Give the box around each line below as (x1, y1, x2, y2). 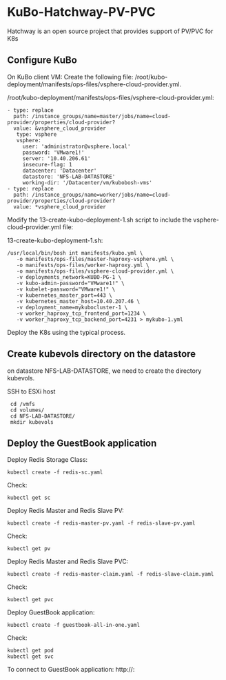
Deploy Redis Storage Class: (7, 456, 88, 464)
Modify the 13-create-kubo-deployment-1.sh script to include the (7, 215, 192, 224)
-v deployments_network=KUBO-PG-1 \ (16, 273, 122, 280)
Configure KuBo (7, 55, 77, 66)
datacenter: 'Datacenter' (22, 167, 97, 174)
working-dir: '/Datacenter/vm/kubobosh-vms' (22, 179, 153, 186)
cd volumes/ (10, 407, 45, 414)
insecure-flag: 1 (22, 161, 72, 168)
